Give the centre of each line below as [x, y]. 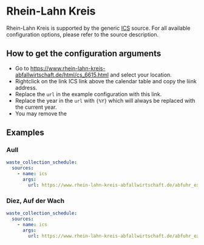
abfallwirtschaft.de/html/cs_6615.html [62, 75]
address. [26, 88]
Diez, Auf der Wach [36, 201]
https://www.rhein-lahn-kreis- [68, 68]
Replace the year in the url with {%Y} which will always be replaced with [105, 100]
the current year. [36, 107]
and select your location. [141, 75]
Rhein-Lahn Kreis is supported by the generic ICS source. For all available [98, 28]
